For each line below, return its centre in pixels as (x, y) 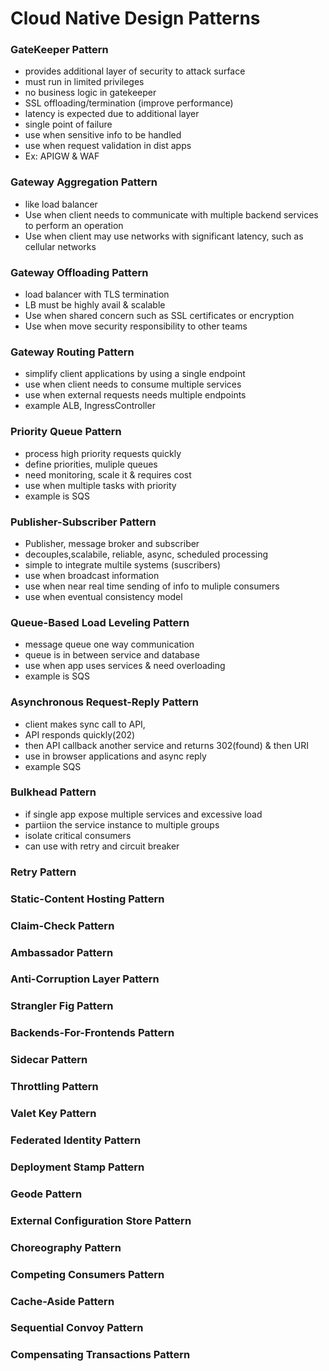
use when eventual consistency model (103, 596)
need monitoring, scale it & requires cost (108, 474)
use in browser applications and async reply (115, 756)
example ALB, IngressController (90, 406)
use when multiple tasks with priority (100, 485)
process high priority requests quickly (103, 453)
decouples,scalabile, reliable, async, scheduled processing (146, 554)
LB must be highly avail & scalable (95, 305)
